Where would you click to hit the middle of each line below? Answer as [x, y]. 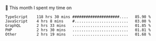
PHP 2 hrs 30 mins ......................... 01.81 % [78, 30]
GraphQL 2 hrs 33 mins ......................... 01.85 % [78, 25]
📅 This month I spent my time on [38, 8]
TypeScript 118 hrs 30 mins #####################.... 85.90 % [78, 17]
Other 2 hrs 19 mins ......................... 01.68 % [78, 34]
